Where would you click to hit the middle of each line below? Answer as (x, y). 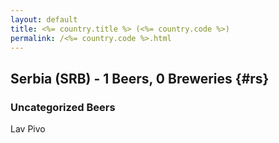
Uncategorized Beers (63, 107)
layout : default (44, 19)
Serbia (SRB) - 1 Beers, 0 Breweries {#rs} (140, 78)
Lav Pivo (28, 129)
